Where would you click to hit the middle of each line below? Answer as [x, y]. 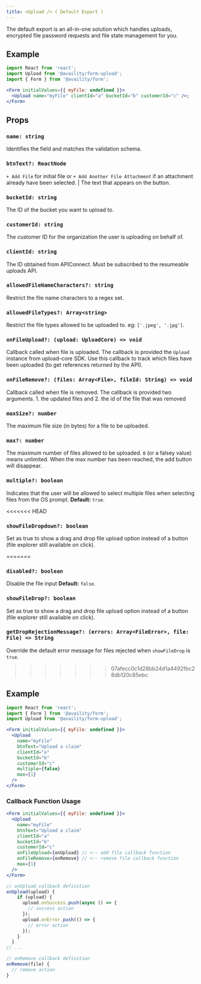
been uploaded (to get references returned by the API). [75, 365]
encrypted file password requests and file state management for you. [92, 35]
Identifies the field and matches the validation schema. [74, 149]
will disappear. [24, 466]
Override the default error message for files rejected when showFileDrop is [98, 650]
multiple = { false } [39, 769]
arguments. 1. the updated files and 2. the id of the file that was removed [96, 399]
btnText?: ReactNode [36, 164]
